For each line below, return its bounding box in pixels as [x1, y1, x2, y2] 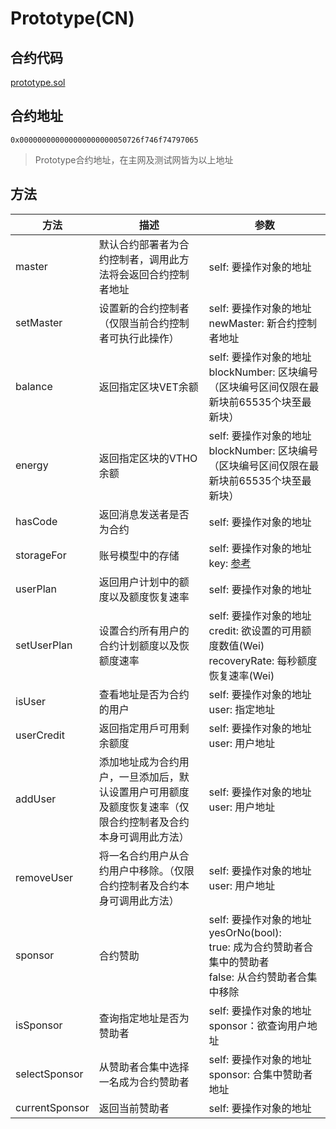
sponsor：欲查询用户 [208, 1018, 308, 1032]
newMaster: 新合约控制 [208, 316, 317, 330]
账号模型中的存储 [98, 548, 180, 562]
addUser [15, 792, 57, 806]
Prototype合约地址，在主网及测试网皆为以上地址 [34, 153, 234, 166]
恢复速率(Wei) [208, 668, 275, 682]
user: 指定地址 [208, 702, 276, 716]
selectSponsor [15, 1067, 84, 1081]
